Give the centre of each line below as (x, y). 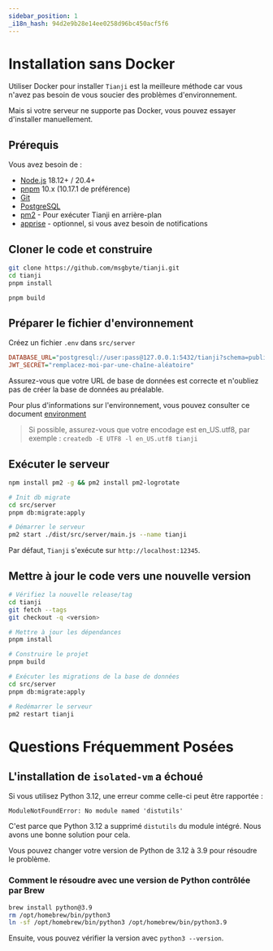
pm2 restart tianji (41, 714)
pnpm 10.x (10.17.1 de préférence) (75, 189)
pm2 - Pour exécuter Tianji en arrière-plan (91, 215)
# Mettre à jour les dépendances (65, 632)
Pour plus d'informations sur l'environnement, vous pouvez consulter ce (129, 405)
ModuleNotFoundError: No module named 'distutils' (96, 811)
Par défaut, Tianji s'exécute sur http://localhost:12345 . (104, 550)
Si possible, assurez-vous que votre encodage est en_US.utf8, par (139, 430)
